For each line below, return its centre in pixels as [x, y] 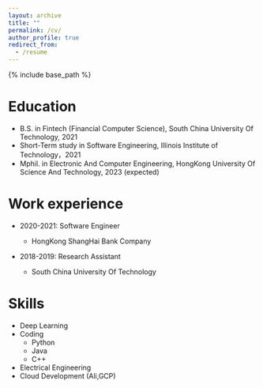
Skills [26, 304]
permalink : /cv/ [35, 30]
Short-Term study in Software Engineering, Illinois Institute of [119, 145]
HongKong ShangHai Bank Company [91, 241]
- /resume [31, 52]
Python [43, 342]
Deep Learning [44, 326]
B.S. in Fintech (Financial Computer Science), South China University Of [137, 128]
